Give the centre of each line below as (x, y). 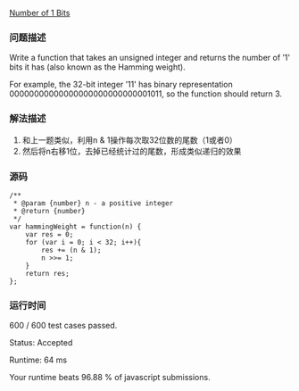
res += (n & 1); (71, 250)
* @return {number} (50, 211)
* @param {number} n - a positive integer (93, 203)
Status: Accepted (41, 343)
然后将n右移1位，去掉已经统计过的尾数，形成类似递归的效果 (132, 151)
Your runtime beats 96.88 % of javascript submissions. (110, 378)
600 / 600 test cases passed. (63, 326)
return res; (47, 273)
